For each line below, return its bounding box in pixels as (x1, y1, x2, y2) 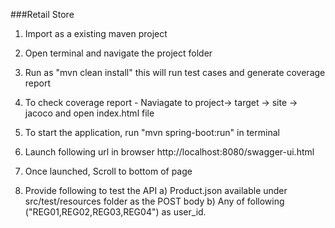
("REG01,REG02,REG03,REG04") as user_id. (24, 206, 207, 218)
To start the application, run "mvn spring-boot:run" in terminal (24, 127, 280, 138)
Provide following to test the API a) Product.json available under (24, 185, 288, 196)
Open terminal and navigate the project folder (24, 47, 213, 59)
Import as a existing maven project (24, 28, 168, 39)
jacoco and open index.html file (24, 107, 155, 119)
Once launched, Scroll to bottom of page (24, 165, 193, 177)
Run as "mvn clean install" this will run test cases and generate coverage (24, 67, 326, 78)
